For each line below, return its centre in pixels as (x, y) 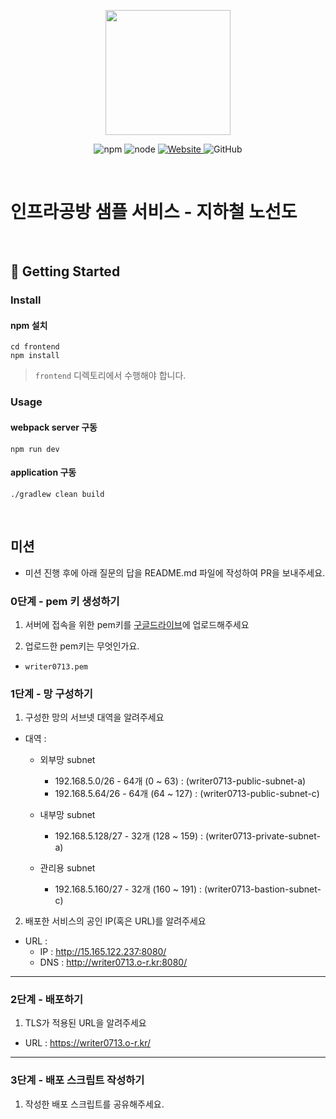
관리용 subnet (67, 868)
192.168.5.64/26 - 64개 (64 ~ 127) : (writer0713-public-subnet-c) (187, 794)
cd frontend (35, 347)
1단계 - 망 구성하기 (51, 693)
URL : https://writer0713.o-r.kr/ (88, 1043)
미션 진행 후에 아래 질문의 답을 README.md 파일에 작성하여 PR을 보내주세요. (175, 572)
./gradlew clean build (57, 494)
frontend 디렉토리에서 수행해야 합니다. (110, 376)
